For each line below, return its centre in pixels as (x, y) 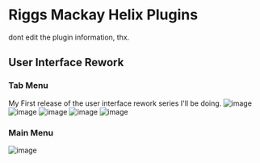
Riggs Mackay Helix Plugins (103, 15)
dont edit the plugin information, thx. (69, 37)
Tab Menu (28, 86)
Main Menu (31, 132)
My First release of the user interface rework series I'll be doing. (115, 103)
